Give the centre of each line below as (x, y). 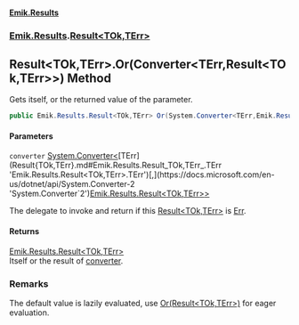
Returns (24, 231)
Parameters (31, 136)
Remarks (29, 283)
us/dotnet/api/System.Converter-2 (72, 184)
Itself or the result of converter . (66, 260)
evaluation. (29, 313)
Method (89, 78)
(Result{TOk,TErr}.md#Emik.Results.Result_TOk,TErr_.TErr (116, 166)
